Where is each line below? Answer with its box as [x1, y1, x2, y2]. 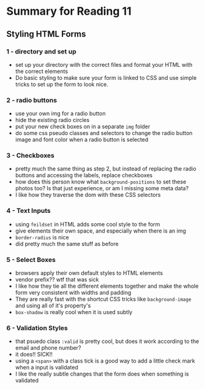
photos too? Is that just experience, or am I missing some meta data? [15, 185, 189, 192]
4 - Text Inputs [6, 207, 51, 215]
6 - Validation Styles [6, 323, 69, 332]
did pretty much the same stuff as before [15, 240, 119, 247]
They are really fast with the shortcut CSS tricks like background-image [15, 296, 192, 303]
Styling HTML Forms [6, 29, 86, 39]
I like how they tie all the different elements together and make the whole [15, 282, 199, 290]
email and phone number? [15, 344, 81, 352]
